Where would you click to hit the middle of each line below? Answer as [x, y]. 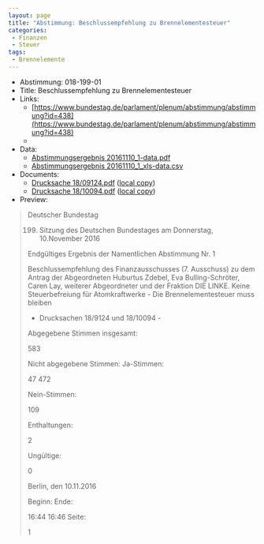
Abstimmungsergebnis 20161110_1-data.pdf [101, 157]
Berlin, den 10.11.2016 [62, 486]
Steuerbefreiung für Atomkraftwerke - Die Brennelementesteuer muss [141, 294]
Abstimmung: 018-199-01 [60, 82]
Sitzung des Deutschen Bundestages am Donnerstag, [126, 230]
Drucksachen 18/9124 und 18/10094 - [100, 317]
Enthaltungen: [50, 425]
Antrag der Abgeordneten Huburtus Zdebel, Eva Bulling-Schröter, [134, 277]
